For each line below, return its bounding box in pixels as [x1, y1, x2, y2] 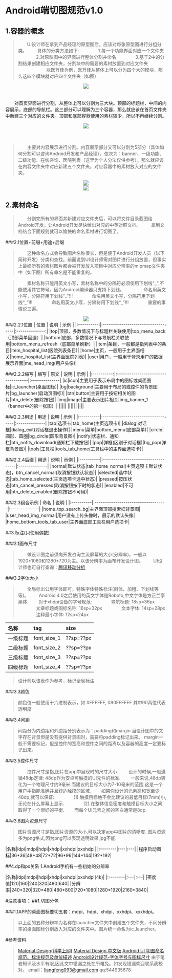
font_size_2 [33, 644, 61, 651]
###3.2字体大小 [5, 575, 39, 581]
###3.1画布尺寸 [5, 540, 37, 547]
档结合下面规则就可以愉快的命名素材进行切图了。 [17, 228, 121, 234]
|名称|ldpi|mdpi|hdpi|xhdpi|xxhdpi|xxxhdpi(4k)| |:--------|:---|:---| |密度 [5, 874, 157, 880]
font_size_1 [33, 634, 61, 641]
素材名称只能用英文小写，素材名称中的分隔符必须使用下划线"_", [27, 280, 160, 286]
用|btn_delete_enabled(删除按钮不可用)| [5, 488, 89, 494]
